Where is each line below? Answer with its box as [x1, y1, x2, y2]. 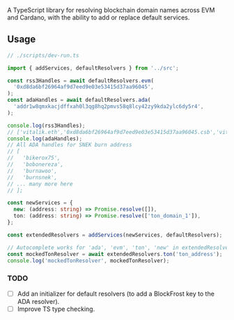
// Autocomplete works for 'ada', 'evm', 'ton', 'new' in [7, 244, 179, 251]
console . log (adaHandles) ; [7, 135, 82, 142]
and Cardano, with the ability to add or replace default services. [7, 13, 190, 22]
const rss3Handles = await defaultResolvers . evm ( [7, 77, 155, 84]
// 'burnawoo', [7, 167, 58, 174]
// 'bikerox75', [7, 155, 61, 162]
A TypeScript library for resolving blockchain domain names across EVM [7, 6, 215, 14]
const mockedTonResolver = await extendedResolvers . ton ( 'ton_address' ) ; [7, 250, 223, 257]
